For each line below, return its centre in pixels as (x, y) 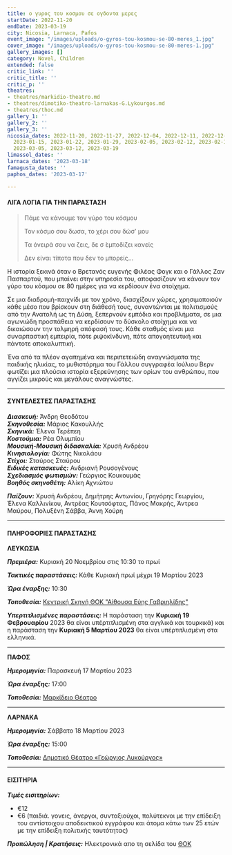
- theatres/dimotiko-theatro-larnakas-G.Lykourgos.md (86, 104)
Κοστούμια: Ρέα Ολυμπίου (46, 438)
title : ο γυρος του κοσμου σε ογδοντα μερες (72, 13)
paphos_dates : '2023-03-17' (48, 174)
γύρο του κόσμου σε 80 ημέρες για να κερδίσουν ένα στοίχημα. (99, 286)
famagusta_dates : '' (37, 168)
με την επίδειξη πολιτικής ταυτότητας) (72, 831)
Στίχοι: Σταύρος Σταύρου (44, 460)
